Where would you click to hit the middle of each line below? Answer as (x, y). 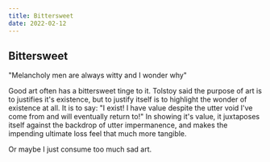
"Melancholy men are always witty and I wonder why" (98, 75)
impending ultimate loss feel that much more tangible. (98, 134)
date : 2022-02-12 (37, 23)
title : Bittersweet (41, 16)
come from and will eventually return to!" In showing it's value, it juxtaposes (134, 117)
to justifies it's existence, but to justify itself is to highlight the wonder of (128, 100)
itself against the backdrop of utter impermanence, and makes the (118, 125)
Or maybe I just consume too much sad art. (80, 149)
